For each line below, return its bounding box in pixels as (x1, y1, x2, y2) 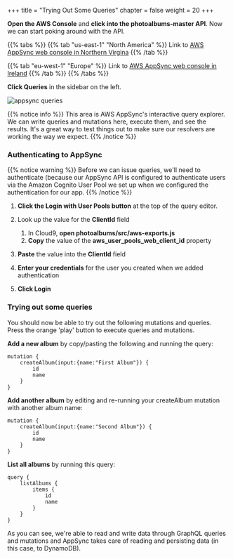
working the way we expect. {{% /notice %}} (7, 133, 137, 140)
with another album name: (7, 403, 83, 412)
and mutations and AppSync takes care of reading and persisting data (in (7, 537, 219, 545)
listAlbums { (20, 480, 58, 487)
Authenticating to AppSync (7, 150, 103, 159)
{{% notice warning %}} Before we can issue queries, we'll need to (7, 166, 201, 174)
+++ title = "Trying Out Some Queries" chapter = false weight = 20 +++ (7, 6, 214, 14)
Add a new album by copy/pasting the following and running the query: (7, 339, 214, 348)
